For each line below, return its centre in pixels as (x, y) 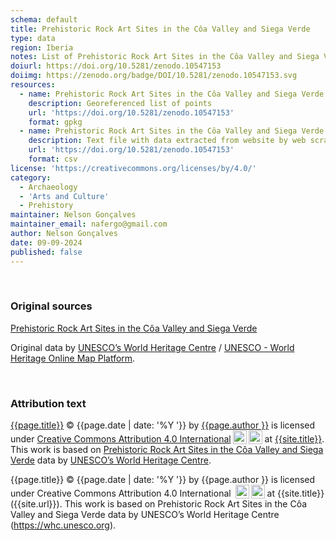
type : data (33, 38)
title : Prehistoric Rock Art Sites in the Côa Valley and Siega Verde (160, 29)
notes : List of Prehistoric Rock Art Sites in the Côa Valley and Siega (165, 57)
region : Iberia (42, 47)
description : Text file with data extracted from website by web (167, 141)
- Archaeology (48, 187)
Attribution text (48, 403)
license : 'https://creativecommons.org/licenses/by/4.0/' (133, 168)
